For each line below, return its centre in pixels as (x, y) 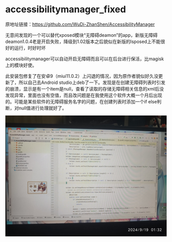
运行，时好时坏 (30, 48)
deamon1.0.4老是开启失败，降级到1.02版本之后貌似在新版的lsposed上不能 (83, 41)
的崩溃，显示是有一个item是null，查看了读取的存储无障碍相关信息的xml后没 (84, 89)
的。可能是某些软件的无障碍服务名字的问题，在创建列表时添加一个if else (81, 101)
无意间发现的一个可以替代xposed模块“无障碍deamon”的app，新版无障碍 (81, 35)
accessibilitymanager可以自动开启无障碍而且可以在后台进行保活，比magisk (85, 59)
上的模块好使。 (21, 65)
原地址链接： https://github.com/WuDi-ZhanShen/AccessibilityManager (80, 24)
